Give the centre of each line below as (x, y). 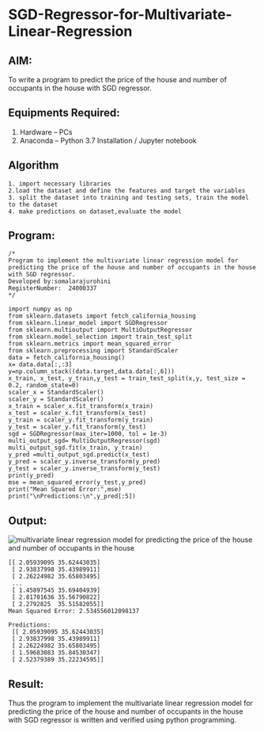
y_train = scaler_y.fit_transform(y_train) (81, 420)
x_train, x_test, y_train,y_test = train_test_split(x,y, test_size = (127, 379)
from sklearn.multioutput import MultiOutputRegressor (100, 330)
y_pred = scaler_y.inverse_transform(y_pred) (84, 462)
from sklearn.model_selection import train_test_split (100, 337)
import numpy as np (40, 309)
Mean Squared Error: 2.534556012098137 (74, 612)
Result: (26, 684)
